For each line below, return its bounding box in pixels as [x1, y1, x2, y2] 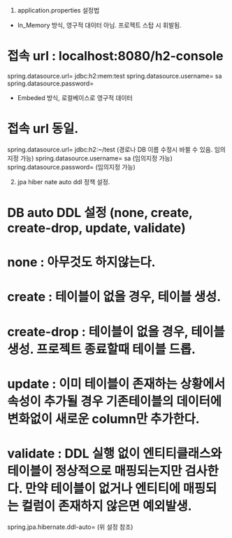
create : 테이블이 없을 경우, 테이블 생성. [7, 289, 222, 305]
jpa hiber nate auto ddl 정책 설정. [17, 177, 110, 186]
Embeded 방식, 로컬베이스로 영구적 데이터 [17, 93, 133, 102]
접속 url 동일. [7, 121, 79, 137]
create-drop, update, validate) [7, 220, 187, 236]
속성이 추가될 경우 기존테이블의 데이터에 [7, 393, 222, 409]
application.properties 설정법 [17, 6, 100, 14]
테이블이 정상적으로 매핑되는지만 [7, 463, 182, 478]
